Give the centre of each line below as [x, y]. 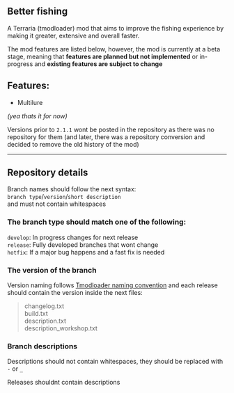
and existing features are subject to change [99, 64]
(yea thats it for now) [37, 116]
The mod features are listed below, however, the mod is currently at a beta [114, 49]
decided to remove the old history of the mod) [73, 144]
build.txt [36, 314]
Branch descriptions [42, 346]
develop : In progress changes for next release [73, 237]
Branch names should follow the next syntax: [72, 189]
